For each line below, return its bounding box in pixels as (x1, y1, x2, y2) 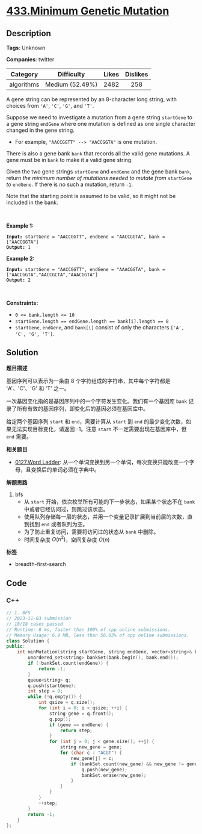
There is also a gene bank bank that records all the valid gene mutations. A (6, 150, 191, 157)
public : (6, 643, 26, 650)
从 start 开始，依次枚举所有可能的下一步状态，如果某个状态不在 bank (23, 498, 195, 505)
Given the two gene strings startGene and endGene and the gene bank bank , (6, 168, 192, 175)
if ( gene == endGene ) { (49, 721, 109, 728)
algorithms (9, 80, 40, 89)
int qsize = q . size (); (38, 700, 96, 706)
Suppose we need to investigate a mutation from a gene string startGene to (6, 114, 192, 121)
